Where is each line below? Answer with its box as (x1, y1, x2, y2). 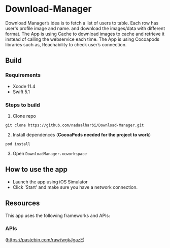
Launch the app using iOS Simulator (12, 179, 88, 185)
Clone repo (12, 113, 37, 119)
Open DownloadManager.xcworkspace (12, 150, 87, 156)
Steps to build (5, 101, 41, 108)
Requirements (5, 72, 41, 79)
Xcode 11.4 (12, 83, 36, 89)
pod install (5, 141, 30, 147)
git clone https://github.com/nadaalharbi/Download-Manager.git (5, 123, 144, 128)
